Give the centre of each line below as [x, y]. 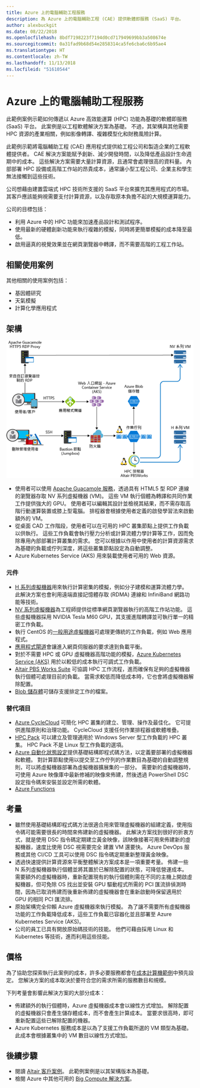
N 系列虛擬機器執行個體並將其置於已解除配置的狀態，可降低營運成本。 [101, 869]
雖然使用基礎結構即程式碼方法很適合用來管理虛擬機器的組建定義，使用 [101, 824]
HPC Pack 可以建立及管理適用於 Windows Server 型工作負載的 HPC [97, 737]
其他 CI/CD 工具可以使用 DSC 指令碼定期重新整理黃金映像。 [99, 854]
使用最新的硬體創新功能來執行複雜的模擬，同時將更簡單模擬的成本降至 [101, 229]
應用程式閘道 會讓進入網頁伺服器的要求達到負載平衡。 [80, 646]
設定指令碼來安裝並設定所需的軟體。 [59, 782]
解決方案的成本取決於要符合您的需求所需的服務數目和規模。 [96, 980]
